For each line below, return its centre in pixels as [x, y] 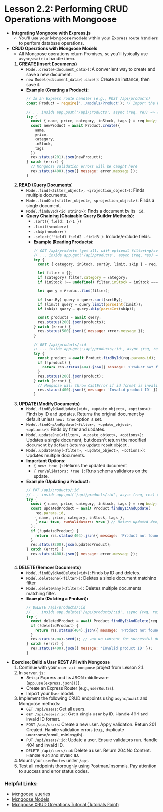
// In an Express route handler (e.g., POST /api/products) [88, 98]
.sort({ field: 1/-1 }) [57, 221]
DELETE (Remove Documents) [50, 568]
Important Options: [46, 461]
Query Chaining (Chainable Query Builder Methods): [80, 216]
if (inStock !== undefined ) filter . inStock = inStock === [98, 282]
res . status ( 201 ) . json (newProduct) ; [67, 157]
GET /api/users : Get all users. [56, 709]
